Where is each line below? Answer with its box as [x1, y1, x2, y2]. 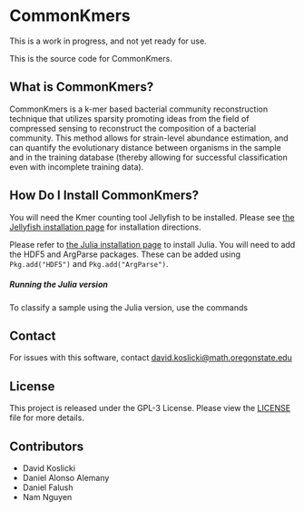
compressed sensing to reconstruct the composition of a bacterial [9, 123, 257, 133]
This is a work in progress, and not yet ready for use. [9, 35, 207, 46]
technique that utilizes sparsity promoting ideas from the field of [9, 113, 250, 123]
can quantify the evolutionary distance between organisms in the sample [9, 142, 281, 152]
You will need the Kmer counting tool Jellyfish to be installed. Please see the [9, 211, 295, 222]
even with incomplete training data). [9, 161, 144, 172]
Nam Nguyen [22, 491, 73, 502]
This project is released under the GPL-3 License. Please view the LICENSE [9, 403, 291, 414]
